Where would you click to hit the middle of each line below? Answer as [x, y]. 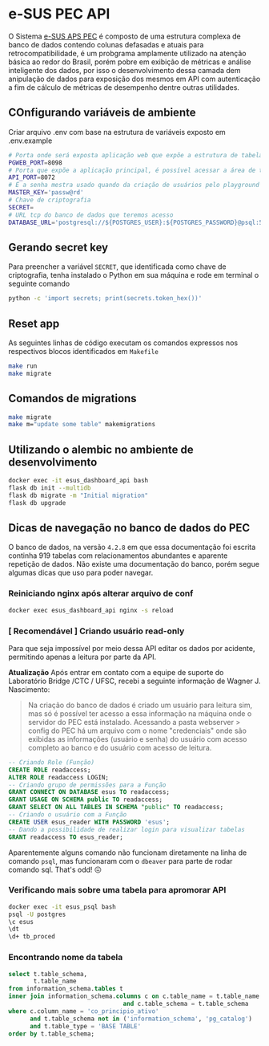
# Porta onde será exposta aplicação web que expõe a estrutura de [123, 155]
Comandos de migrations [73, 399]
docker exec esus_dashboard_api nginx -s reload [91, 610]
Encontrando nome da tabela [66, 958]
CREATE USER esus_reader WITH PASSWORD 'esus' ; [89, 822]
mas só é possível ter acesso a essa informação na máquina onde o [140, 713]
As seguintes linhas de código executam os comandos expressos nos [123, 343]
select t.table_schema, [48, 974]
